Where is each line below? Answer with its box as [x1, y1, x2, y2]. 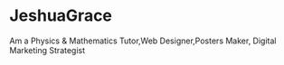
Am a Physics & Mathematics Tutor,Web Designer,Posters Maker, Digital [9, 35, 277, 46]
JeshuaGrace [9, 5, 113, 26]
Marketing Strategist [9, 44, 86, 55]
